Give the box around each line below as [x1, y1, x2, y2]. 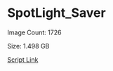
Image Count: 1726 [7, 28, 62, 37]
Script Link [7, 55, 39, 64]
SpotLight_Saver [7, 5, 107, 21]
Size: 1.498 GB [7, 41, 50, 50]
